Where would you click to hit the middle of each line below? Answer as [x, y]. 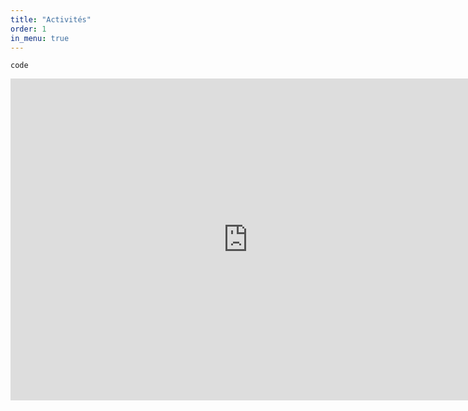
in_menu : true [40, 38]
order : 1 [28, 29]
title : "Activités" [51, 19]
